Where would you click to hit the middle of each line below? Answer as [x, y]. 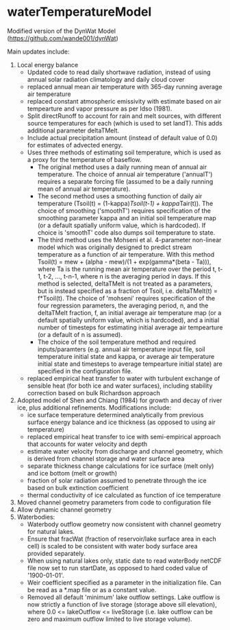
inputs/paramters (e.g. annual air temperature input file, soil [121, 349]
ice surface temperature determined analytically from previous [115, 415]
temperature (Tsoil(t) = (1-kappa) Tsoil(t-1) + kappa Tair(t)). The [125, 203]
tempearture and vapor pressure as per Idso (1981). [100, 108]
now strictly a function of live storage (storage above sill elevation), [122, 604]
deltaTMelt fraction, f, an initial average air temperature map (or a [129, 312]
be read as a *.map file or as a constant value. [92, 590]
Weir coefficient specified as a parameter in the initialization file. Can [124, 582]
